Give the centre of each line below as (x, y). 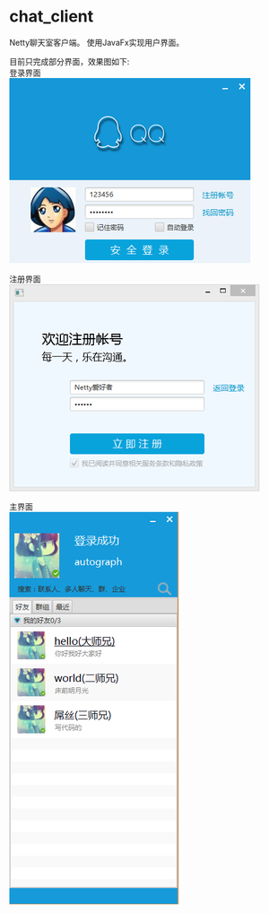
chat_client (52, 17)
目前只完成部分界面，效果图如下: (69, 61)
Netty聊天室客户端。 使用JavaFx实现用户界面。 (97, 42)
